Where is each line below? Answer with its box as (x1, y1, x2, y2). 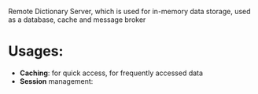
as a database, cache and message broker (8, 15, 146, 24)
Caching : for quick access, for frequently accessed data (19, 68, 203, 78)
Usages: (8, 42, 64, 60)
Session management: (19, 76, 94, 85)
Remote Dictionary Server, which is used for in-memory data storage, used (8, 7, 251, 16)
